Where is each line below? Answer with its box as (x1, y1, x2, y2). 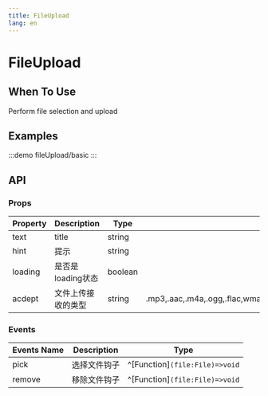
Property (12, 218, 47, 229)
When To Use (8, 85, 77, 99)
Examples (8, 129, 58, 143)
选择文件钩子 (71, 359, 120, 371)
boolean (107, 266, 138, 277)
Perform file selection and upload (8, 106, 118, 116)
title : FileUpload (8, 11, 69, 20)
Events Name (12, 344, 65, 355)
